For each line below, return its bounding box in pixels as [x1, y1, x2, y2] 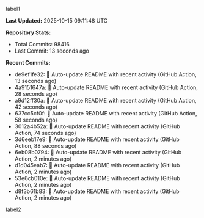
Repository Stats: [5, 29, 51, 36]
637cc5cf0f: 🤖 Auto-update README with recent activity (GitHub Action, [14, 110, 197, 117]
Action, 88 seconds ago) [14, 142, 77, 149]
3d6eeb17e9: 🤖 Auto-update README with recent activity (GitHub [14, 136, 180, 143]
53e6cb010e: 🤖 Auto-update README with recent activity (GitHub [14, 175, 181, 182]
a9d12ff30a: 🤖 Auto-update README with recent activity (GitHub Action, [14, 97, 197, 104]
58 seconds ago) [14, 116, 57, 123]
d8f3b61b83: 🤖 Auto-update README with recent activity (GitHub [14, 187, 180, 195]
